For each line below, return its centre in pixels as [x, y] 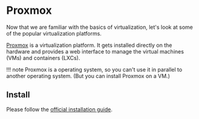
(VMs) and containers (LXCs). [43, 58]
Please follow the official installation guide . [60, 109]
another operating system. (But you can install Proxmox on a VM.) [88, 76]
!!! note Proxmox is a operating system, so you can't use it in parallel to [94, 69]
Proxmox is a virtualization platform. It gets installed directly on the [89, 45]
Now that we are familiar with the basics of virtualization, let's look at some [100, 27]
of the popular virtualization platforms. [54, 33]
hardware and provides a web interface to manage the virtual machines [95, 51]
